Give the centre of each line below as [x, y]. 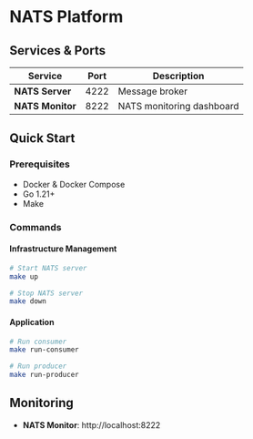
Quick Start [42, 138]
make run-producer [44, 375]
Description [178, 76]
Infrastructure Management [63, 249]
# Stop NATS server [46, 293]
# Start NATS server [49, 268]
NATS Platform [66, 17]
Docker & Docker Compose [74, 184]
